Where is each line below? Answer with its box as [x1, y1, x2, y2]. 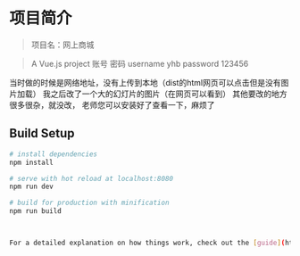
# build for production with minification [9, 198, 170, 208]
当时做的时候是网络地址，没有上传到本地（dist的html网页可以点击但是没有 [9, 77, 281, 87]
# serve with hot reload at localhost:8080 [9, 174, 174, 183]
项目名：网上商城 [30, 39, 95, 50]
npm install [9, 158, 54, 167]
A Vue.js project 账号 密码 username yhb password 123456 [30, 58, 249, 69]
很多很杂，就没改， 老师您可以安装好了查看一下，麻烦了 [9, 99, 215, 110]
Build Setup [9, 126, 75, 141]
